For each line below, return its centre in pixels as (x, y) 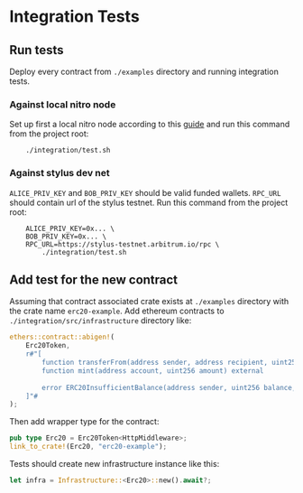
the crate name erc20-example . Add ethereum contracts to (117, 311)
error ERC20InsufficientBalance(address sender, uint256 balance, (169, 387)
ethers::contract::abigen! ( (62, 337)
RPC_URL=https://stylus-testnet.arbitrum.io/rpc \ (123, 244)
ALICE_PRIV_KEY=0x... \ (70, 228)
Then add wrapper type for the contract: (84, 422)
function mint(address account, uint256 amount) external (153, 371)
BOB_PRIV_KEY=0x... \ (66, 237)
